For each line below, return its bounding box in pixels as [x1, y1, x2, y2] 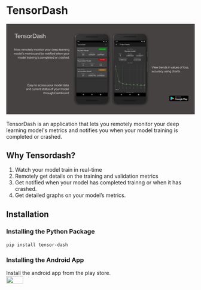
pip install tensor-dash [6, 242, 68, 248]
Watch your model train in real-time [14, 166, 102, 174]
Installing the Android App [6, 256, 84, 264]
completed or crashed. [6, 133, 63, 140]
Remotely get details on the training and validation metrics [14, 172, 159, 180]
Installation [6, 209, 49, 219]
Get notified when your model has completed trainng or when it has [14, 179, 181, 186]
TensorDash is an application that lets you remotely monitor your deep [6, 120, 179, 127]
